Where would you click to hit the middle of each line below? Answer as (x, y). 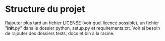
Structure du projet (45, 9)
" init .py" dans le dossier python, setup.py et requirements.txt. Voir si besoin (82, 28)
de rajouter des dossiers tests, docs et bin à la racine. (60, 33)
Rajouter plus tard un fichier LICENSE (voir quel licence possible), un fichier (82, 23)
